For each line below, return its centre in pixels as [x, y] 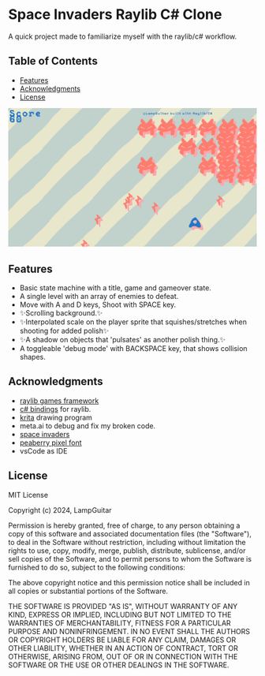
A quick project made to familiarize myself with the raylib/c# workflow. [123, 36]
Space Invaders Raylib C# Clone [115, 15]
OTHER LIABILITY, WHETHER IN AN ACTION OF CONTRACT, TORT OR [123, 648]
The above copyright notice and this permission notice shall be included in [129, 582]
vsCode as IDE [43, 450]
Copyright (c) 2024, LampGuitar [60, 510]
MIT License [28, 495]
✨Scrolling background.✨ [61, 313]
